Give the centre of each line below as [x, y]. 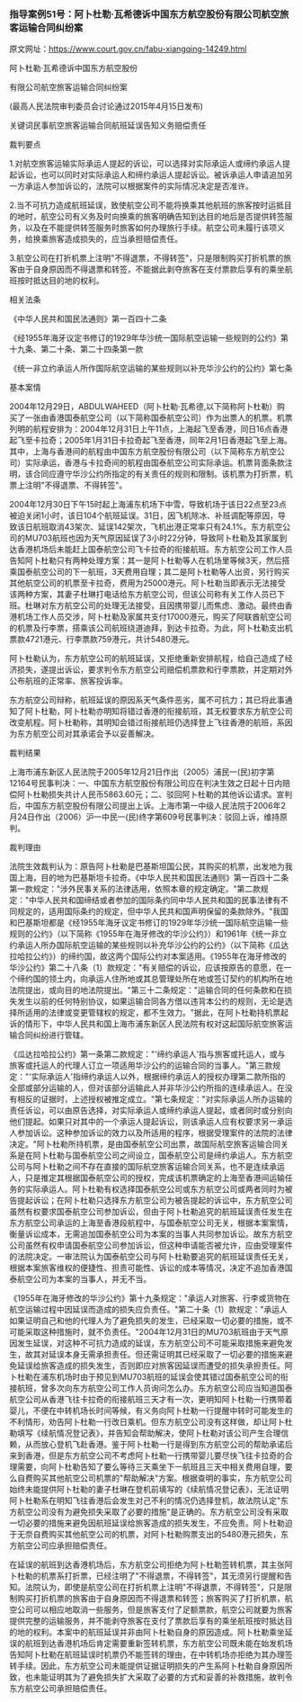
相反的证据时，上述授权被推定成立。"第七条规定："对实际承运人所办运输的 [155, 1099]
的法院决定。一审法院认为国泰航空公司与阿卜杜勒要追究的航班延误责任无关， [151, 1257]
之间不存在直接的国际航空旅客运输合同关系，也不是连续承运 [174, 1167]
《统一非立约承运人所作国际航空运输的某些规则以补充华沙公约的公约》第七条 [151, 368]
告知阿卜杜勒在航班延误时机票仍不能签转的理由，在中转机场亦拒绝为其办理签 [151, 1655]
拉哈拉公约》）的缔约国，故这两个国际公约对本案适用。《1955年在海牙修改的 [148, 956]
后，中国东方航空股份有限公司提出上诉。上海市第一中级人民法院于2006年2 [147, 806]
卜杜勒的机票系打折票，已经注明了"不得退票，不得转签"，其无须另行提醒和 [147, 1576]
